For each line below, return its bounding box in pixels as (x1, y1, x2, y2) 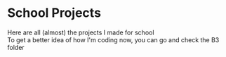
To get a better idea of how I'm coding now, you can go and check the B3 (7, 35, 220, 44)
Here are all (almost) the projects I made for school (7, 28, 154, 37)
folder (7, 43, 25, 51)
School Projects (7, 5, 102, 21)
